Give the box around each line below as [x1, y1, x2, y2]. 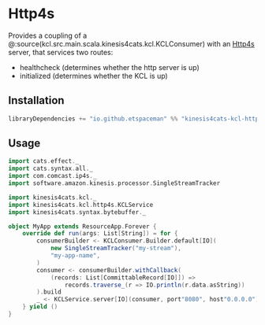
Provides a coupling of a [8, 31, 88, 40]
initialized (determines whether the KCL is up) [19, 71, 168, 80]
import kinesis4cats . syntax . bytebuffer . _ [8, 208, 147, 216]
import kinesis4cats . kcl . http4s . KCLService [8, 201, 154, 209]
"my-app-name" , [50, 252, 101, 260]
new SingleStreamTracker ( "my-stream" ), [50, 245, 181, 253]
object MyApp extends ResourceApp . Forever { [8, 222, 157, 231]
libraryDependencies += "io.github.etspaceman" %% [8, 115, 178, 123]
